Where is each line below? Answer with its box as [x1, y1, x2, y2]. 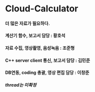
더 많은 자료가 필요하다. [5, 20, 50, 26]
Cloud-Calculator [5, 3, 79, 14]
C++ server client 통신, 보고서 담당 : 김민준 [5, 57, 91, 63]
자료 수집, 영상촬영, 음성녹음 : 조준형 [5, 45, 75, 51]
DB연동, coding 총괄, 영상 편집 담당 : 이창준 [5, 70, 90, 76]
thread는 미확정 [5, 82, 37, 88]
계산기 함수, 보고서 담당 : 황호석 [5, 33, 66, 39]
